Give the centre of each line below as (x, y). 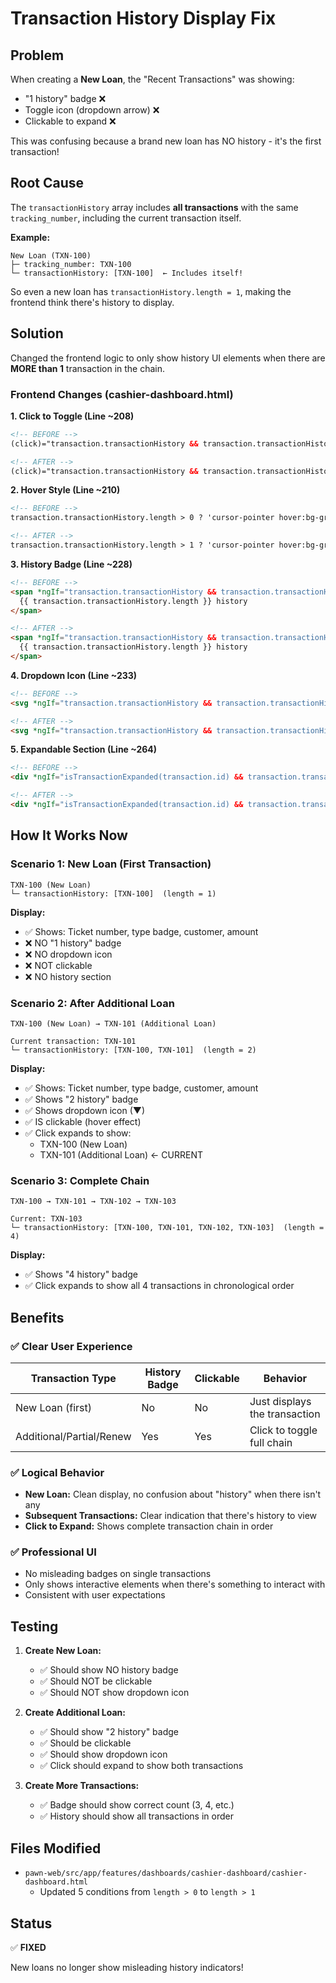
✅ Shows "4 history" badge (81, 1274)
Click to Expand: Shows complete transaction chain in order (149, 1526)
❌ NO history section (68, 976)
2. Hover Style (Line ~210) (65, 490)
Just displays (280, 1401)
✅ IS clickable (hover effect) (83, 1121)
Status (31, 1923)
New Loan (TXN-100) (51, 255)
